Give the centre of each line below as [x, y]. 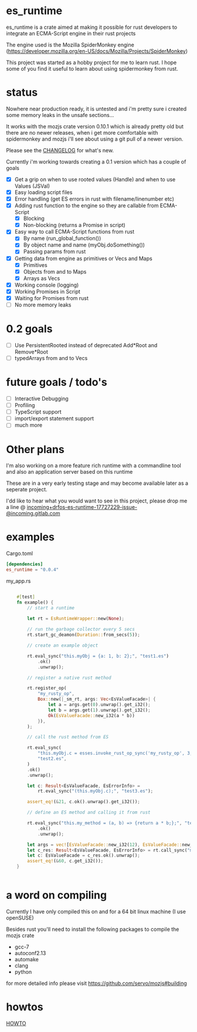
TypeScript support [38, 412]
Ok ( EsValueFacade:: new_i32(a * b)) [91, 715]
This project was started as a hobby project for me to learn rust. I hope [91, 62]
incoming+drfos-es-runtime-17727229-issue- [82, 507]
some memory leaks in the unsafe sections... [60, 115]
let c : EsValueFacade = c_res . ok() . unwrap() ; [84, 855]
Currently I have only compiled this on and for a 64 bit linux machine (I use [96, 911]
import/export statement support [54, 418]
